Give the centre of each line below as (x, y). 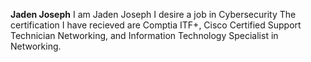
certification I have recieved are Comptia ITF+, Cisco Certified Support (156, 25)
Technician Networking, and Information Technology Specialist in (144, 35)
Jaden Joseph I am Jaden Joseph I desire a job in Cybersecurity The (153, 14)
